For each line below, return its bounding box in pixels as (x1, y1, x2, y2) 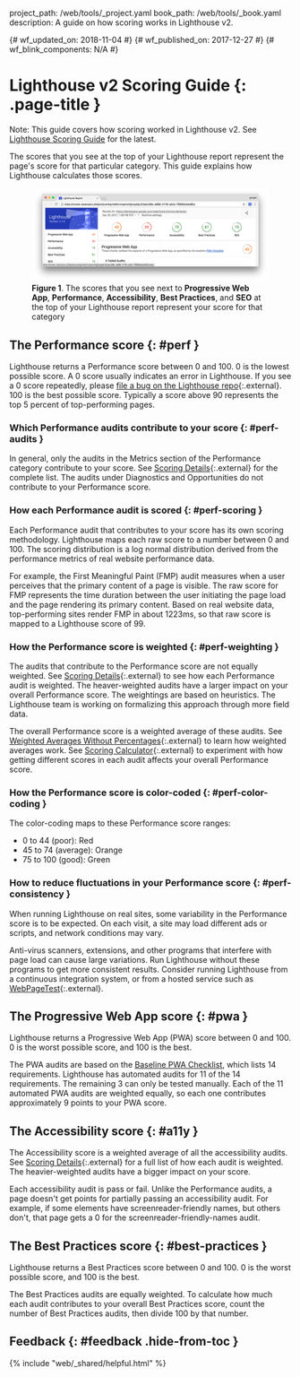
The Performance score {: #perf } (9, 337, 200, 352)
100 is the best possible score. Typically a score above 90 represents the (9, 390, 279, 401)
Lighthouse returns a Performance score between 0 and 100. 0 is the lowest (9, 361, 289, 372)
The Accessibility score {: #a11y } (9, 1123, 199, 1139)
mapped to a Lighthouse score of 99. (9, 618, 146, 628)
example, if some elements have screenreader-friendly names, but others (9, 1203, 280, 1214)
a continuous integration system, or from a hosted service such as (9, 973, 253, 984)
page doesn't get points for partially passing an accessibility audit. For (9, 1193, 269, 1204)
